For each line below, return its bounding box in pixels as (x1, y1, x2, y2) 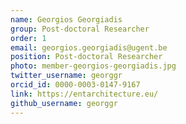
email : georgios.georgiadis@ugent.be (10, 42, 168, 53)
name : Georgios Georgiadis (10, 14, 123, 25)
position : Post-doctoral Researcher (10, 52, 163, 62)
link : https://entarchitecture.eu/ (10, 89, 159, 99)
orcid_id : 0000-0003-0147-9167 (10, 80, 141, 90)
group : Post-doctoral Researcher (10, 24, 150, 34)
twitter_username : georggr (10, 71, 123, 81)
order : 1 (10, 33, 47, 43)
